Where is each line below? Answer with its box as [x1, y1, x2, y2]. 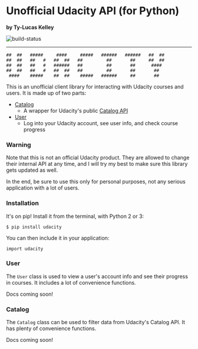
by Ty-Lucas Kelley [6, 24, 54, 31]
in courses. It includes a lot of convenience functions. [6, 279, 137, 286]
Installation [6, 199, 39, 207]
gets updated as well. [6, 167, 58, 174]
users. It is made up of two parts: [6, 89, 87, 96]
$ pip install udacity [6, 224, 62, 230]
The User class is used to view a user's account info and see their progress [6, 273, 189, 280]
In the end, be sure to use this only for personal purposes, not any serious [6, 178, 186, 185]
